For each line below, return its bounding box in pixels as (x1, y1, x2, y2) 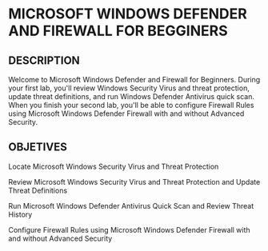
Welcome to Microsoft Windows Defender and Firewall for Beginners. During (8, 75, 261, 84)
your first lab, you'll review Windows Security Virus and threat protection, (8, 83, 250, 93)
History (8, 209, 33, 219)
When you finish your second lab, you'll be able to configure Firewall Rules (8, 101, 254, 110)
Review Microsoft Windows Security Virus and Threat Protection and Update (8, 177, 261, 186)
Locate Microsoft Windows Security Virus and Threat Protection (8, 161, 219, 171)
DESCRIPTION (8, 54, 80, 67)
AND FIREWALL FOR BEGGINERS (8, 22, 228, 40)
